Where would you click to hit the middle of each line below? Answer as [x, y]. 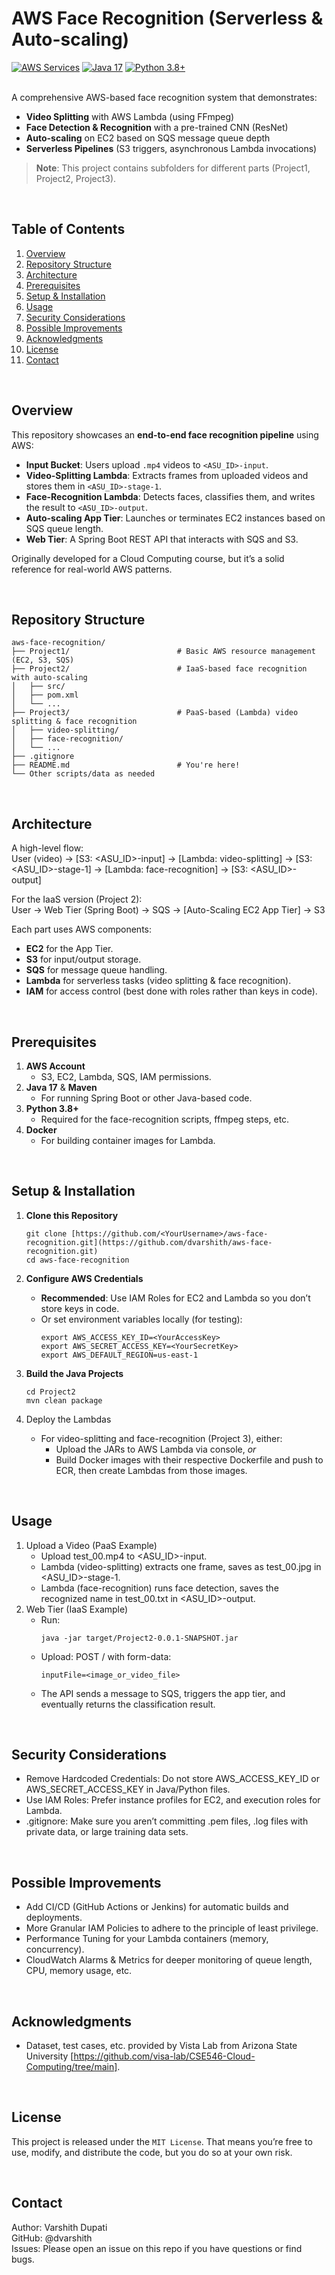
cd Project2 [50, 1392]
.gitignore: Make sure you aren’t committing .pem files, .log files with [167, 1821]
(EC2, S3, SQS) [43, 660]
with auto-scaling [49, 678]
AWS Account [55, 1066]
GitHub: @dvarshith [52, 2238]
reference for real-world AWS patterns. [92, 569]
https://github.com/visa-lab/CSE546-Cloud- [164, 2056]
